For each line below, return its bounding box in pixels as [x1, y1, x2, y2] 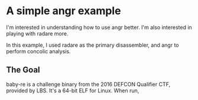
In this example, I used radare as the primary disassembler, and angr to [6, 41, 179, 49]
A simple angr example [6, 4, 121, 18]
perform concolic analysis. [6, 47, 71, 54]
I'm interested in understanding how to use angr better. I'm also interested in [6, 24, 192, 31]
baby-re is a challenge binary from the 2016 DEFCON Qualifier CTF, [6, 80, 170, 88]
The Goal [6, 65, 40, 75]
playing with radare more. [6, 30, 69, 37]
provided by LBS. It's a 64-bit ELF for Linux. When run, [6, 87, 139, 94]
